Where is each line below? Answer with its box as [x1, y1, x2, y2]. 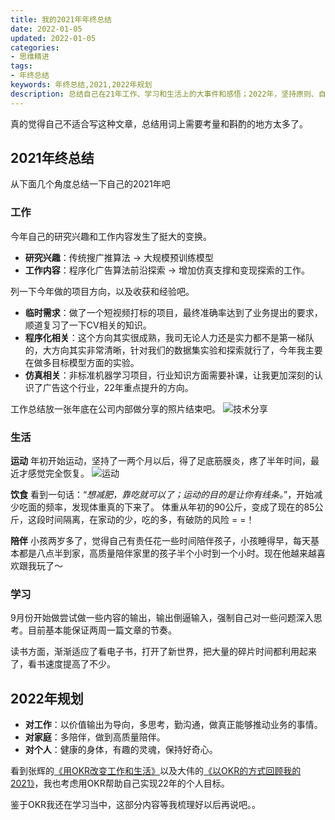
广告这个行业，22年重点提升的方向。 [42, 381, 194, 393]
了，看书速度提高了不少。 [10, 658, 116, 670]
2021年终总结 [10, 150, 95, 167]
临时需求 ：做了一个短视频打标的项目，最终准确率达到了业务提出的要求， [24, 306, 323, 318]
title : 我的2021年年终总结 [10, 14, 112, 25]
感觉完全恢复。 [27, 467, 90, 480]
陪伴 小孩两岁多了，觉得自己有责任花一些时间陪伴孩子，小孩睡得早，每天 [10, 535, 311, 547]
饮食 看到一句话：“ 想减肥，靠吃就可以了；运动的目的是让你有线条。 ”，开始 [10, 489, 315, 501]
